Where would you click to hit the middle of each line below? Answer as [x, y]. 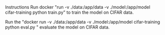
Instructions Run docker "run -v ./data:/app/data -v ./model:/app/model [78, 7]
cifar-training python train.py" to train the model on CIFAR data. [69, 12]
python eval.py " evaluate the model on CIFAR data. [57, 27]
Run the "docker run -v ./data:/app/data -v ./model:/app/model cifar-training [83, 22]
